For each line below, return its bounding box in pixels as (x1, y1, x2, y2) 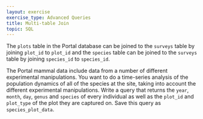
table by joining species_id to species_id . (6, 55, 111, 63)
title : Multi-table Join (6, 20, 69, 26)
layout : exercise (6, 8, 50, 15)
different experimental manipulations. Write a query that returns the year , (6, 86, 189, 94)
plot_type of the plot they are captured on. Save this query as (6, 100, 161, 107)
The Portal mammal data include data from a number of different (6, 67, 168, 75)
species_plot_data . (6, 106, 55, 113)
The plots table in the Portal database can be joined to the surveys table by (6, 42, 195, 50)
